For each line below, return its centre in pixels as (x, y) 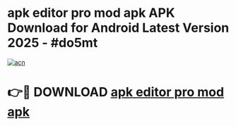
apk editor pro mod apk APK (91, 13)
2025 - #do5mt (53, 43)
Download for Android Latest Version (118, 28)
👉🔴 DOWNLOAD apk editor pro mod (116, 92)
